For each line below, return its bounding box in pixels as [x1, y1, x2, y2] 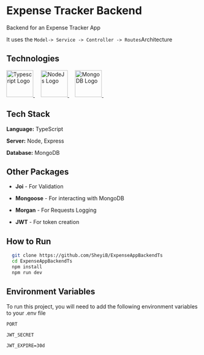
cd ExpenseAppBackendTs [12, 258, 72, 264]
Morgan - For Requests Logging [15, 206, 97, 214]
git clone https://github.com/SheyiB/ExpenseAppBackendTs [12, 252, 164, 259]
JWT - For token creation [15, 219, 80, 226]
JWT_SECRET [6, 332, 34, 338]
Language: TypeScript [6, 125, 63, 132]
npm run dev [12, 269, 43, 275]
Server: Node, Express [6, 137, 64, 144]
